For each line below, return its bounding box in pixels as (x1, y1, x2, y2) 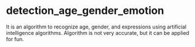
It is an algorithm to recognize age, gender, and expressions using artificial (6, 23, 187, 30)
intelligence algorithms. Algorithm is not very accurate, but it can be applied (6, 29, 190, 36)
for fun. (6, 35, 25, 42)
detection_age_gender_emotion (6, 4, 164, 17)
